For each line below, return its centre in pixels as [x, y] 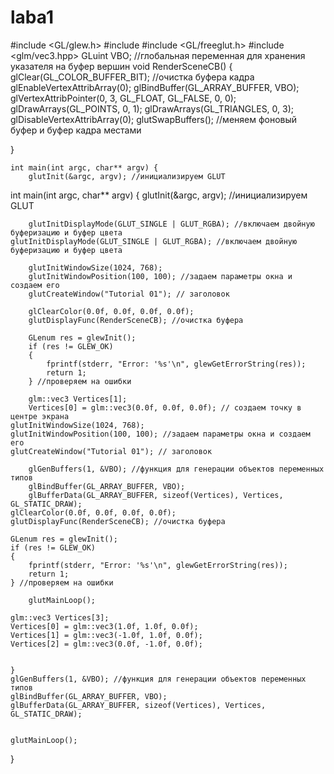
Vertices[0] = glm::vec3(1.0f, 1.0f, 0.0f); [104, 626]
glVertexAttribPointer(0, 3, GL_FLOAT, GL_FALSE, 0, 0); [123, 98]
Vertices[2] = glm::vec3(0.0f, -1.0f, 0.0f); [106, 644]
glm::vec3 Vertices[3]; [60, 617]
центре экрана [40, 416]
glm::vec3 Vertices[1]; [78, 399]
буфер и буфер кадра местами [76, 130]
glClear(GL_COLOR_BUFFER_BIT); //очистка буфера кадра [132, 77]
